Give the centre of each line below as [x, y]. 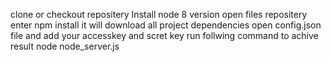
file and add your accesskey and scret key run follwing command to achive [164, 35]
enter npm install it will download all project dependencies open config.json [166, 25]
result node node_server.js [65, 46]
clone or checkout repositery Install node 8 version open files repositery [159, 14]
